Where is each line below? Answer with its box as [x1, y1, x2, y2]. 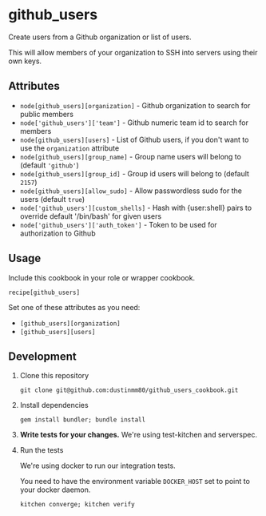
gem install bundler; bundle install [19, 416, 146, 424]
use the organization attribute [19, 143, 120, 153]
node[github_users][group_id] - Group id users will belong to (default [19, 168, 250, 178]
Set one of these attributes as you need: [8, 302, 141, 312]
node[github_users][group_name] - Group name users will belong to [19, 151, 242, 161]
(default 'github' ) [19, 160, 80, 170]
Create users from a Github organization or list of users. [8, 32, 192, 42]
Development [8, 349, 77, 363]
